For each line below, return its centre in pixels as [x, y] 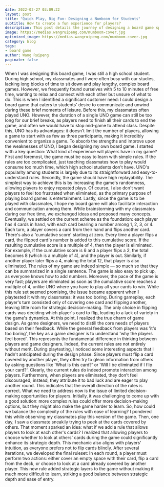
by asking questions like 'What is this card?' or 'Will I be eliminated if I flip [79, 365]
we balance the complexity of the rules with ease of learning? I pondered [79, 412]
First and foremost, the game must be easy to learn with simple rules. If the [81, 157]
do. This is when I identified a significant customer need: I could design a [79, 100]
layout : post [18, 14]
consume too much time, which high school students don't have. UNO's [77, 167]
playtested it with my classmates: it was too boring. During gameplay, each [80, 297]
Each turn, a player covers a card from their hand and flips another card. [78, 230]
